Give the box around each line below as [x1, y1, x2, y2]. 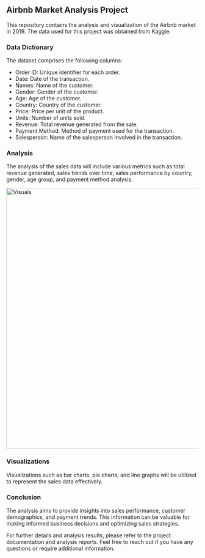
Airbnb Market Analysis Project [6, 5, 128, 15]
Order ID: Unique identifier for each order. [15, 69, 120, 76]
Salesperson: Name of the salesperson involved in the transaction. [15, 134, 182, 141]
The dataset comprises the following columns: [6, 57, 123, 64]
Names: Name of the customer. [15, 82, 94, 89]
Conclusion [6, 493, 41, 501]
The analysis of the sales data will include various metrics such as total [6, 163, 185, 170]
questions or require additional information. [6, 545, 115, 552]
